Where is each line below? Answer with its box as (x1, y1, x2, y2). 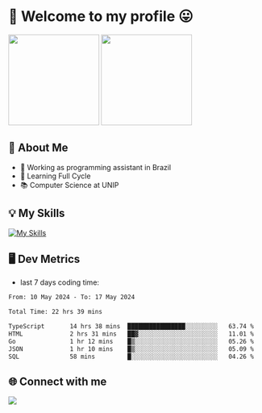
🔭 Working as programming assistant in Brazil (19, 162, 172, 172)
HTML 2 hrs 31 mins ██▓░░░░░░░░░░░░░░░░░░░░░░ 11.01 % (8, 330, 254, 338)
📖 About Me (8, 141, 69, 155)
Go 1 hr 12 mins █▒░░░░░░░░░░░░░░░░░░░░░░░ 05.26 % (8, 337, 254, 345)
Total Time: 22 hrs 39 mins (8, 308, 103, 316)
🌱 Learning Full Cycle (19, 171, 91, 181)
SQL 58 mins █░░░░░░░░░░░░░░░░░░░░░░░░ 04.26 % (8, 353, 254, 361)
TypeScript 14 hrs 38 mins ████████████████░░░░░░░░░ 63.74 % (8, 323, 254, 331)
